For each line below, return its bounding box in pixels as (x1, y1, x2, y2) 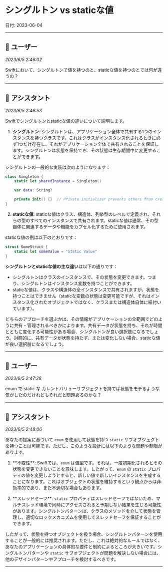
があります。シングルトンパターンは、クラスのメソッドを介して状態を (12, 508, 156, 514)
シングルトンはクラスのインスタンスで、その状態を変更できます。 (12, 274, 147, 280)
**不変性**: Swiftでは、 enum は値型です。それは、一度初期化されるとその (12, 460, 162, 466)
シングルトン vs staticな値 (5, 5, 114, 16)
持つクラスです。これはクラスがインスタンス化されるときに (34, 135, 156, 141)
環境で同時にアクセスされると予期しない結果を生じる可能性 (38, 502, 161, 508)
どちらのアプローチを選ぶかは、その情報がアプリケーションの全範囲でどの (5, 316, 158, 322)
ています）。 (12, 305, 37, 311)
